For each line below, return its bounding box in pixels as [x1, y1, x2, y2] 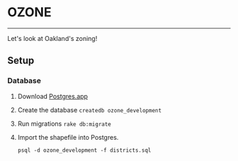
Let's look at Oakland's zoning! [7, 34, 98, 42]
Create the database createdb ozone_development [17, 105, 161, 114]
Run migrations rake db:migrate [17, 119, 112, 128]
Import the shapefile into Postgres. [17, 133, 119, 141]
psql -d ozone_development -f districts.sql [17, 146, 152, 154]
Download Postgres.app [17, 92, 89, 100]
